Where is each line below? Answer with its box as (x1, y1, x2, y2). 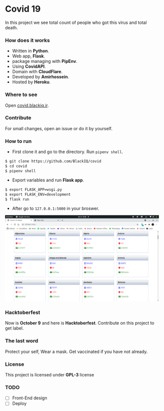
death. (5, 24, 18, 30)
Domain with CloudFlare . (12, 69, 62, 75)
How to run (5, 137, 32, 144)
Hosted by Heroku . (12, 79, 51, 85)
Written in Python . (12, 48, 49, 54)
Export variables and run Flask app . (12, 177, 84, 183)
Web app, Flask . (12, 53, 45, 59)
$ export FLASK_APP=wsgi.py (5, 187, 62, 192)
